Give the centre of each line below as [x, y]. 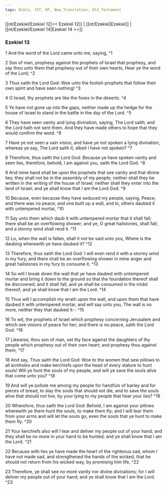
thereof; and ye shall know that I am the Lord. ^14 [56, 289]
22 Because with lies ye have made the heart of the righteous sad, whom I [82, 451]
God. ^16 [14, 330]
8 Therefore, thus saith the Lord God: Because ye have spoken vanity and [81, 157]
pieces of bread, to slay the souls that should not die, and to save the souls [82, 390]
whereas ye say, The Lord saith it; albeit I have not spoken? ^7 [69, 148]
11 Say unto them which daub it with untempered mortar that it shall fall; [79, 218]
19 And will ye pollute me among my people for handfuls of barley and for [81, 385]
